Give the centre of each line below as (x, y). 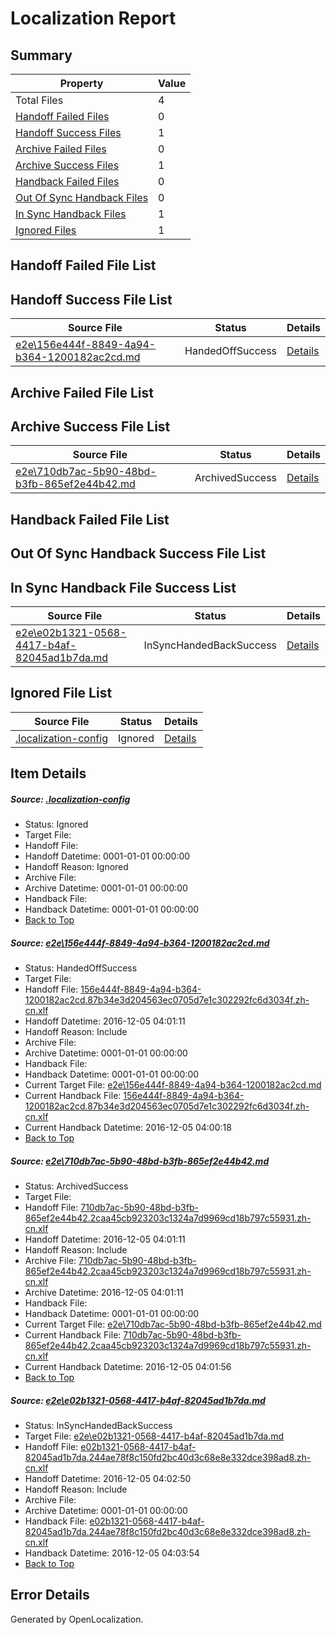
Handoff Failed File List (83, 265)
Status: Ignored (56, 824)
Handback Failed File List (90, 519)
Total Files (39, 100)
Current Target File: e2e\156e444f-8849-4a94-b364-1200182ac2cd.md (173, 1085)
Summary (41, 55)
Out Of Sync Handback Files (82, 197)
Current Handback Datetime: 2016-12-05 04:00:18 (128, 1128)
